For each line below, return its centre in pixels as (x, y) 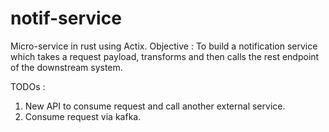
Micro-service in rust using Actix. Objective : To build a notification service (164, 46)
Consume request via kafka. (83, 116)
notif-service (66, 18)
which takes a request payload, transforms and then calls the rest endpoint (165, 56)
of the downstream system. (66, 67)
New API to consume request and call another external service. (155, 106)
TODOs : (28, 86)
